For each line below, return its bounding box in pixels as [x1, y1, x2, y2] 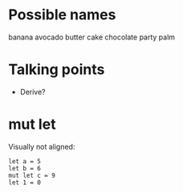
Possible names [8, 6, 116, 24]
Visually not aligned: [8, 142, 75, 151]
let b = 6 [8, 164, 42, 172]
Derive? [19, 87, 46, 96]
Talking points [8, 60, 105, 79]
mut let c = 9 [8, 171, 56, 179]
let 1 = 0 [8, 179, 42, 187]
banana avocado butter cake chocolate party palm [8, 32, 175, 42]
